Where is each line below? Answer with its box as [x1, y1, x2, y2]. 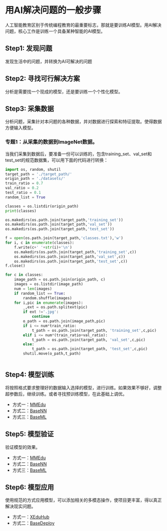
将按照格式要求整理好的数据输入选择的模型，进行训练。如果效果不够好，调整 [5, 385, 162, 391]
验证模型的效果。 [5, 444, 40, 450]
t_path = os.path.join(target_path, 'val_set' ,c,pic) [31, 337, 146, 342]
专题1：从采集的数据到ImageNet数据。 [5, 138, 98, 145]
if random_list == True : [14, 291, 66, 296]
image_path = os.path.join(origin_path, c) [14, 277, 106, 282]
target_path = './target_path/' [5, 171, 72, 177]
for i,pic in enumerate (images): [14, 300, 83, 305]
